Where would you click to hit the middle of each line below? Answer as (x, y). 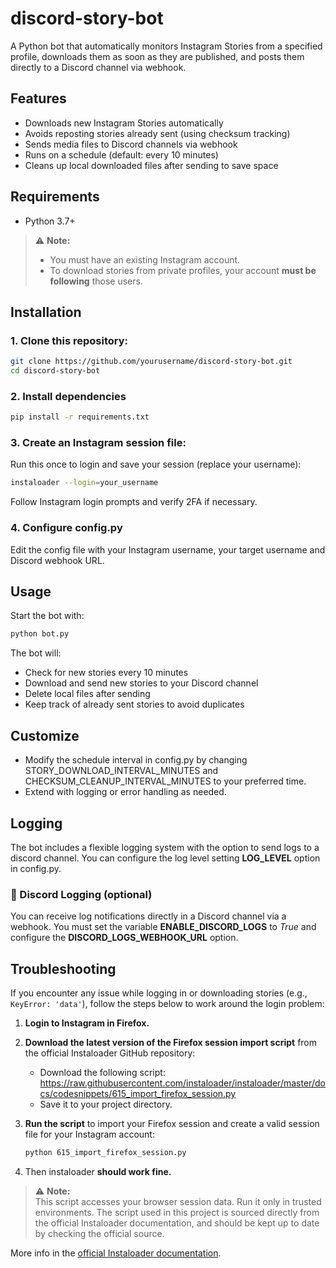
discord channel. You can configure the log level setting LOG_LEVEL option (165, 858)
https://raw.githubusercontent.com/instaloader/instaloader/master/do (182, 1083)
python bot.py (40, 634)
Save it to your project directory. (106, 1104)
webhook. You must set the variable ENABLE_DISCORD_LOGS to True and (163, 927)
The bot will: (36, 653)
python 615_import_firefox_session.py (105, 1153)
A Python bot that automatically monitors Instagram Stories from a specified (166, 46)
